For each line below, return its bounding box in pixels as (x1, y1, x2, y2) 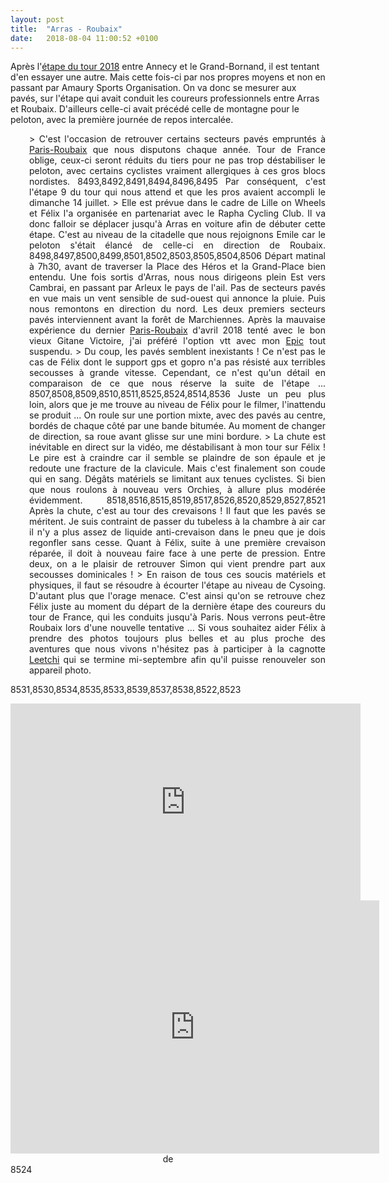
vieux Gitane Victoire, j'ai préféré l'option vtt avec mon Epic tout (29, 335, 326, 347)
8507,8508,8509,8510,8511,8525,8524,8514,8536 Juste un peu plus (29, 388, 326, 400)
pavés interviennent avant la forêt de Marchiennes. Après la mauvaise (29, 314, 326, 326)
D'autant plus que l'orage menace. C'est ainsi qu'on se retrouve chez (29, 590, 326, 602)
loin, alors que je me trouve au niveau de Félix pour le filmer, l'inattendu (29, 399, 326, 411)
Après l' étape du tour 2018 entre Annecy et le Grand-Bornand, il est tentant (10, 61, 320, 73)
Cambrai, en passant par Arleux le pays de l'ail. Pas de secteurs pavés (29, 282, 326, 294)
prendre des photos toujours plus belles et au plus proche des (29, 632, 326, 645)
